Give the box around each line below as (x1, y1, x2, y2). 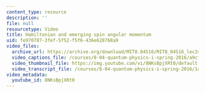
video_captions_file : (12, 54, 67, 61)
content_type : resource (6, 9, 67, 15)
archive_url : (12, 49, 45, 55)
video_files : (6, 43, 40, 50)
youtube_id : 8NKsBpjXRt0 (12, 77, 75, 83)
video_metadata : (6, 72, 48, 78)
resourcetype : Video (6, 26, 59, 32)
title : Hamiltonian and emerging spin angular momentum (6, 32, 151, 38)
